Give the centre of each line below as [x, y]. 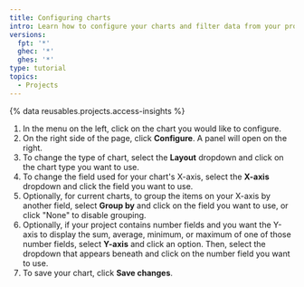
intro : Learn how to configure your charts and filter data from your [145, 26]
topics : [24, 77]
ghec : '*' [36, 52]
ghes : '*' [36, 60]
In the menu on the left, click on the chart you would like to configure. [152, 129]
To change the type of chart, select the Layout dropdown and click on [153, 157]
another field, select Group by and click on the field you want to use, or [155, 206]
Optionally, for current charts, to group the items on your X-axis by [147, 196]
